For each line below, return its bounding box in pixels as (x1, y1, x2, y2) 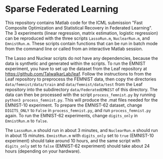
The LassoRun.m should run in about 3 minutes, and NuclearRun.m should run (5, 127, 158, 133)
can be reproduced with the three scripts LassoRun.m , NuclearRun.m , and (5, 35, 150, 41)
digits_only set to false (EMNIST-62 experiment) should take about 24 (5, 143, 150, 149)
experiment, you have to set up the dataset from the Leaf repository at (5, 65, 147, 72)
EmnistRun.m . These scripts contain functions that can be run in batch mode (5, 40, 158, 46)
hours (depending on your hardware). (5, 148, 81, 154)
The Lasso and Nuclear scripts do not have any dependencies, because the (5, 55, 158, 61)
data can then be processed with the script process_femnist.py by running (5, 92, 156, 98)
